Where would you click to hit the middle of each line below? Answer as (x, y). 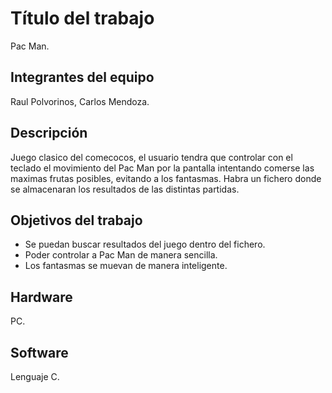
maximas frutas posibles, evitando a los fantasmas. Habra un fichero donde (166, 178)
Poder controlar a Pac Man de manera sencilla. (121, 255)
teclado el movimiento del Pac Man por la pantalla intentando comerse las (162, 168)
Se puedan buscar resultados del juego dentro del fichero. (145, 244)
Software (39, 352)
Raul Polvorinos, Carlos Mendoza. (80, 101)
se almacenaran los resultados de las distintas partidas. (125, 189)
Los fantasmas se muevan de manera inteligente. (126, 266)
